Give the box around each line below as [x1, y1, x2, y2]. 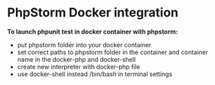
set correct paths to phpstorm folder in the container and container [17, 48, 209, 56]
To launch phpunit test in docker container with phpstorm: [7, 27, 178, 36]
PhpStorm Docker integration [7, 5, 178, 21]
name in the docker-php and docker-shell [17, 55, 136, 63]
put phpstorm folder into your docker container [17, 40, 151, 49]
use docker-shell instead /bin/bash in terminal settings [17, 70, 173, 78]
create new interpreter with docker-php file [17, 62, 140, 71]
